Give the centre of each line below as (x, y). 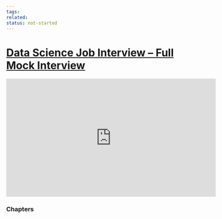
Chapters (20, 209)
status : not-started (32, 23)
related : (17, 17)
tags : (13, 12)
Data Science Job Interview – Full (90, 52)
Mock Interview (46, 65)
